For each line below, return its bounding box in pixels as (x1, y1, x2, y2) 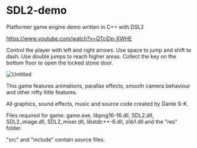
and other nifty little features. (6, 88, 78, 95)
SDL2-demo (6, 4, 67, 17)
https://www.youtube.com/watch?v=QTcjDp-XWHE (6, 35, 133, 42)
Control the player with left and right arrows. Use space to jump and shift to (6, 46, 192, 54)
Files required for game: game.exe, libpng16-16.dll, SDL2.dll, (6, 112, 154, 119)
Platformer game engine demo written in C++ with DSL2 (6, 23, 144, 30)
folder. (6, 124, 22, 131)
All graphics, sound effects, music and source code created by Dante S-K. (6, 100, 189, 107)
